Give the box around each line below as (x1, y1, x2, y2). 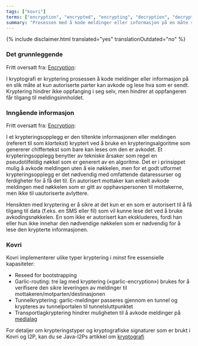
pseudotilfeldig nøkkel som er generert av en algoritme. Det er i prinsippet (6, 158, 186, 165)
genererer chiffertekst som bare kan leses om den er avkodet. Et (6, 145, 163, 153)
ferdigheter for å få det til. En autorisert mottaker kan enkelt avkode (6, 177, 170, 184)
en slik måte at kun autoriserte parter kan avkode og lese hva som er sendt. (6, 81, 190, 88)
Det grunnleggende (6, 51, 63, 59)
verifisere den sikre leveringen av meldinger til (14, 284, 128, 291)
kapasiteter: (6, 260, 35, 268)
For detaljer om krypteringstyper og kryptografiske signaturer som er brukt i (6, 327, 190, 334)
